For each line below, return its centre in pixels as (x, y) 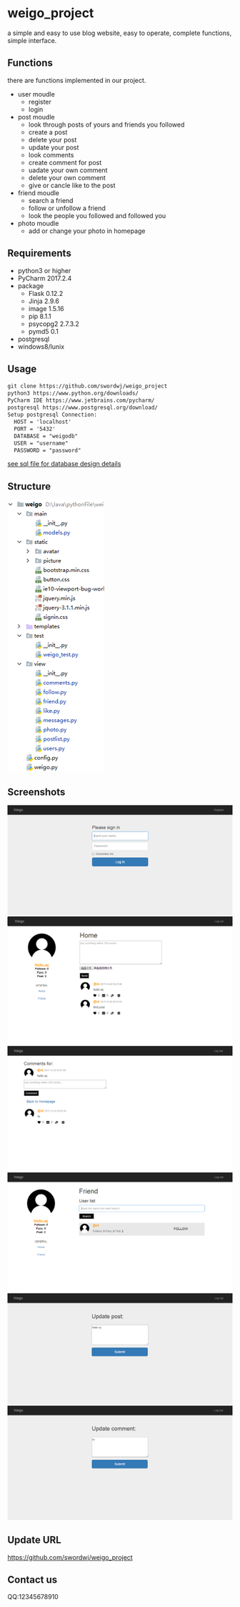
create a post (48, 132)
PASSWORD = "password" (47, 451)
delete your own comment (67, 177)
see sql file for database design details (64, 464)
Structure (29, 486)
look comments (51, 154)
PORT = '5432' (35, 429)
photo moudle (38, 223)
